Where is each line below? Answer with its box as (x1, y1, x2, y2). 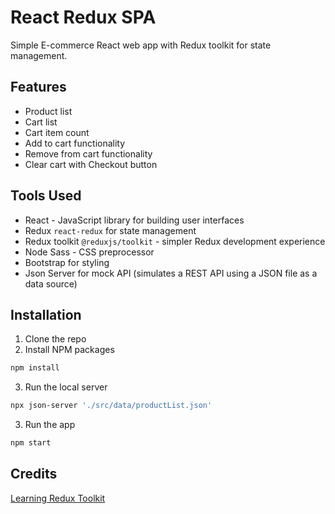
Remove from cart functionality (24, 147, 153, 160)
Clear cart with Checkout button (24, 158, 158, 170)
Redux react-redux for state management (24, 224, 197, 236)
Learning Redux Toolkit (10, 492, 106, 504)
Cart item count (24, 126, 90, 138)
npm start (10, 438, 52, 448)
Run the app (24, 419, 76, 431)
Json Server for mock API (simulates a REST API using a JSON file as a (24, 267, 318, 279)
